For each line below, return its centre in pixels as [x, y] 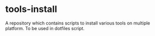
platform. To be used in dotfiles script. [45, 28]
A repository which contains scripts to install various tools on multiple [78, 23]
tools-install [31, 9]
